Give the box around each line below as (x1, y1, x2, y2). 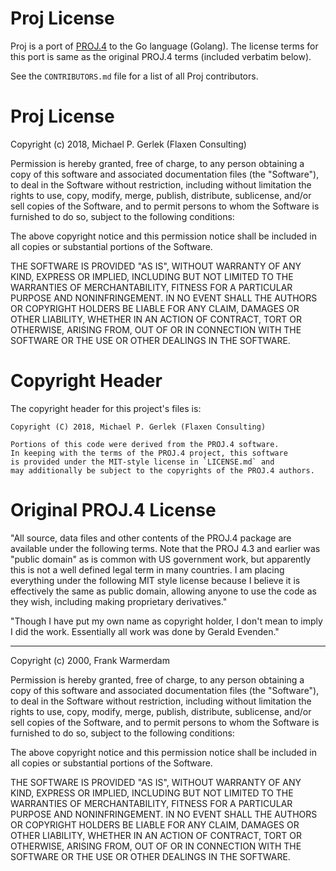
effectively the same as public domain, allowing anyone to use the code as (10, 585, 317, 597)
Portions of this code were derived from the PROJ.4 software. (10, 439, 280, 449)
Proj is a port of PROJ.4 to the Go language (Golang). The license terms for (10, 40, 319, 52)
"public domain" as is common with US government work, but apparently (10, 553, 312, 565)
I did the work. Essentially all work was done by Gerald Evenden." (10, 625, 280, 637)
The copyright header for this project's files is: (10, 402, 202, 414)
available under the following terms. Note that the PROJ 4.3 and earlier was (10, 542, 321, 554)
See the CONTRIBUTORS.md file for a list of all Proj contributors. (10, 70, 259, 82)
